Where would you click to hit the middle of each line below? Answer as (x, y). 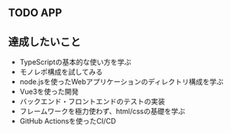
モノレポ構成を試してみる (61, 72)
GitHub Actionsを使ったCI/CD (68, 121)
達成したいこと (45, 41)
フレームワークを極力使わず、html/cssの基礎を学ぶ (102, 111)
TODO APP (35, 13)
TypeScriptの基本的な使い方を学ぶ (75, 62)
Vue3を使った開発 (49, 92)
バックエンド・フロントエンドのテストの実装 (92, 102)
